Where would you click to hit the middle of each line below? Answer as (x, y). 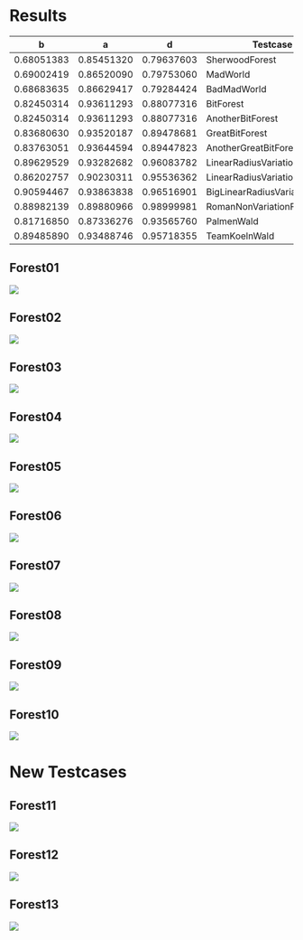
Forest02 (35, 318)
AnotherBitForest (242, 118)
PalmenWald (232, 221)
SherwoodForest (241, 60)
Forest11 (33, 805)
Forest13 (34, 905)
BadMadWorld (236, 89)
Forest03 (36, 367)
